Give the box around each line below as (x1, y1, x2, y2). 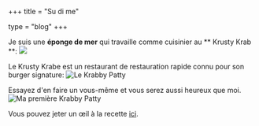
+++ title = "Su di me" (8, 7, 80, 16)
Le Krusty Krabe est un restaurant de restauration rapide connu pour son (8, 62, 245, 71)
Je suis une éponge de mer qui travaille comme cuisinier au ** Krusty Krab (8, 37, 252, 46)
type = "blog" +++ (8, 22, 68, 31)
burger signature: (8, 70, 65, 80)
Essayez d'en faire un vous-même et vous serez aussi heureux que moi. (8, 86, 242, 94)
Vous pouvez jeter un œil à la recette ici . (8, 109, 139, 118)
